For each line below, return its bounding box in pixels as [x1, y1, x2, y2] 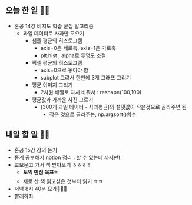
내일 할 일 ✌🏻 [5, 130, 50, 140]
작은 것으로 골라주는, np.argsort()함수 [49, 111, 137, 118]
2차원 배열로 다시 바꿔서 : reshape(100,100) [40, 88, 142, 95]
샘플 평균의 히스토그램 [31, 37, 83, 44]
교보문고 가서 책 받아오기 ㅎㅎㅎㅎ [14, 161, 92, 168]
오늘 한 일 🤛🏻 [5, 5, 50, 16]
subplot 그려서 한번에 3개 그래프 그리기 [40, 74, 131, 81]
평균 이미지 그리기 [31, 81, 73, 88]
